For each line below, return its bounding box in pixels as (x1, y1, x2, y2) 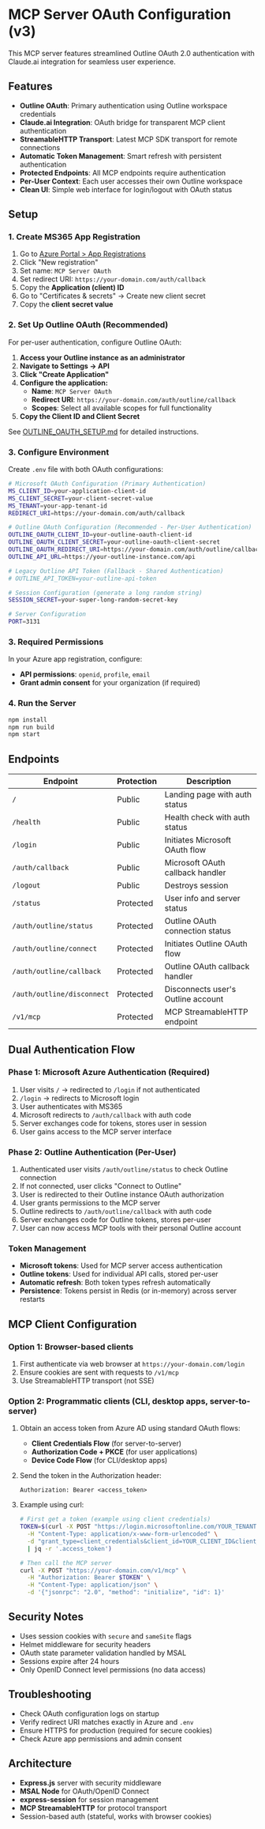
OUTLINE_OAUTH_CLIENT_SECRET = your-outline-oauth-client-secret (8, 538, 221, 546)
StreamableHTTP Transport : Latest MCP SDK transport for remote (19, 134, 238, 144)
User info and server (164, 893, 241, 904)
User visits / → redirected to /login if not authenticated (19, 1084, 200, 1094)
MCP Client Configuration (8, 1318, 137, 1331)
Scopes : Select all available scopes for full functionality (31, 403, 212, 413)
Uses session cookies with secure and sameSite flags (19, 1631, 192, 1641)
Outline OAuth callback (164, 961, 250, 972)
